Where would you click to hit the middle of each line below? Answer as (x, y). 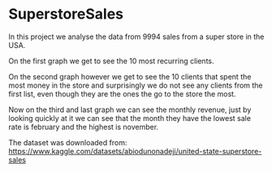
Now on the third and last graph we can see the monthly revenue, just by (130, 110)
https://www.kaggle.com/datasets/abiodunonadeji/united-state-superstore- (135, 151)
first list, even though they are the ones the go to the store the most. (122, 93)
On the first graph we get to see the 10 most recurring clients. (111, 61)
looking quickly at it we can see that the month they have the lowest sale (130, 118)
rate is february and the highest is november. (84, 127)
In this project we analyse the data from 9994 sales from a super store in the (136, 37)
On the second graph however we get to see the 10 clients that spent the (130, 76)
